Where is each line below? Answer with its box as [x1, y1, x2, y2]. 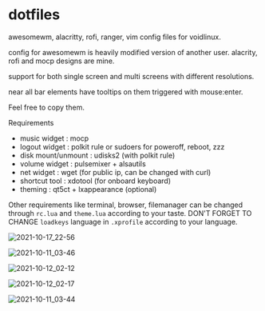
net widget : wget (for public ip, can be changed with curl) [19, 167, 212, 177]
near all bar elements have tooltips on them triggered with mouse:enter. [8, 86, 243, 97]
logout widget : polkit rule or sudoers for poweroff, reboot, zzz [19, 142, 225, 151]
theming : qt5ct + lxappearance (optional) [19, 184, 157, 193]
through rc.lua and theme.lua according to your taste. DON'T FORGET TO [8, 208, 252, 217]
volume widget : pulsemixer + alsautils [19, 158, 146, 169]
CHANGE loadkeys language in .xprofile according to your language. [8, 217, 238, 226]
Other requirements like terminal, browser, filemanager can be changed [8, 200, 243, 209]
